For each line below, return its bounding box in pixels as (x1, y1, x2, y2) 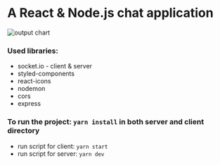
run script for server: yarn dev (17, 149, 105, 158)
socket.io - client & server (17, 62, 93, 71)
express (17, 99, 41, 108)
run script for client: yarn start (17, 142, 108, 150)
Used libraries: (7, 46, 58, 56)
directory (7, 126, 40, 135)
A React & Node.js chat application (7, 5, 214, 21)
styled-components (17, 69, 75, 78)
